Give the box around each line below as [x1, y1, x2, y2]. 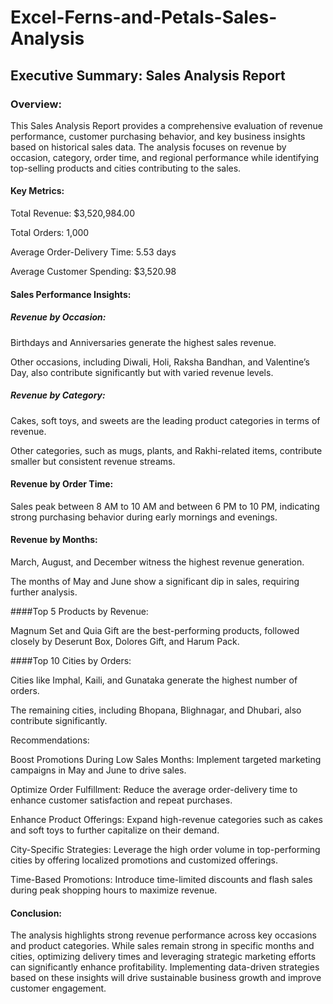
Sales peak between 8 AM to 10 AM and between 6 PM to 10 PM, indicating [10, 500, 320, 512]
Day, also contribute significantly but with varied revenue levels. [10, 366, 274, 378]
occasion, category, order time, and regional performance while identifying [10, 151, 320, 163]
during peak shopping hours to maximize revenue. [10, 884, 218, 896]
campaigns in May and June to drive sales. [10, 764, 187, 776]
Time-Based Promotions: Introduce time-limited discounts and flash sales [10, 874, 313, 886]
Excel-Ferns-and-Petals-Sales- [10, 6, 278, 29]
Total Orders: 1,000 [10, 227, 90, 239]
